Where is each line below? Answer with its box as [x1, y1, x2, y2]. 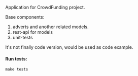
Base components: [5, 14, 45, 20]
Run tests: [5, 55, 27, 62]
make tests [5, 67, 28, 72]
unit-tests [12, 35, 33, 40]
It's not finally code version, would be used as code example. [5, 44, 133, 50]
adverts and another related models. [12, 24, 89, 30]
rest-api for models [12, 29, 53, 35]
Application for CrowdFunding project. [5, 5, 85, 10]
